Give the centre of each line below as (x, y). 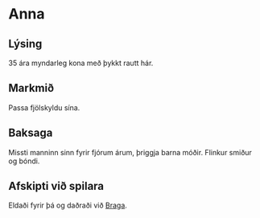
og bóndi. (24, 161)
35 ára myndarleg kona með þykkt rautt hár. (81, 63)
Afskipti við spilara (56, 186)
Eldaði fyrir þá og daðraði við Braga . (68, 205)
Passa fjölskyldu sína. (44, 107)
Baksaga (31, 133)
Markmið (31, 88)
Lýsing (25, 44)
